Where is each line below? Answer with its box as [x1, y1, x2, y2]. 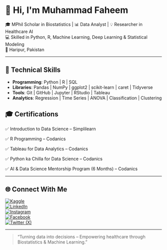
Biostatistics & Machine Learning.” [17, 239, 88, 245]
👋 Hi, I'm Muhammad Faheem [5, 4, 128, 16]
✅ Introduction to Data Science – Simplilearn [5, 126, 96, 132]
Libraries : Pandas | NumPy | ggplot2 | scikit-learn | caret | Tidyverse [12, 84, 153, 90]
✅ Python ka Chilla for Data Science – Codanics [5, 156, 103, 162]
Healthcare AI [5, 28, 33, 34]
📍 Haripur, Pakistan [5, 46, 45, 52]
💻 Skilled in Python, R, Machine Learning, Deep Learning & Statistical [5, 34, 148, 40]
